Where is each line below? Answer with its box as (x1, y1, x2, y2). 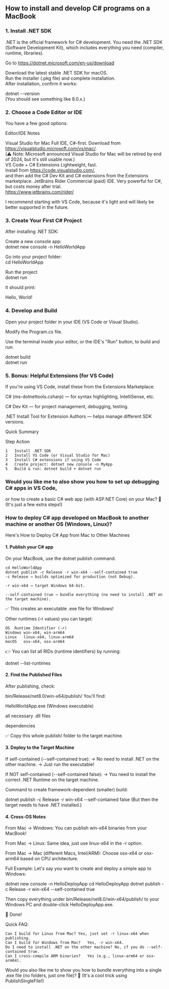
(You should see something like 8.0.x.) (5, 96, 86, 102)
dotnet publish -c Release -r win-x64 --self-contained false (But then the (5, 796, 159, 803)
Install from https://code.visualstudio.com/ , (5, 167, 96, 173)
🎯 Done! (5, 911, 22, 917)
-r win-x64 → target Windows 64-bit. (5, 583, 86, 588)
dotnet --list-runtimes (5, 660, 51, 666)
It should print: (5, 285, 36, 291)
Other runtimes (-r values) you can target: (5, 616, 93, 622)
